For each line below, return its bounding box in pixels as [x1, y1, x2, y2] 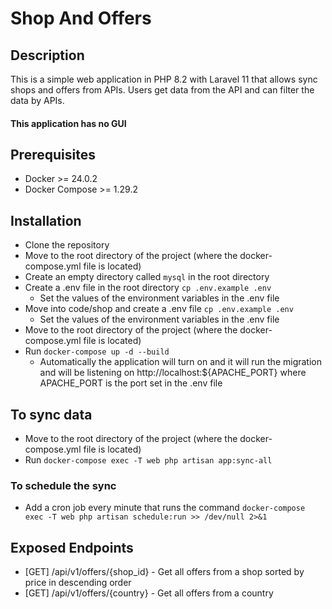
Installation [10, 212, 82, 229]
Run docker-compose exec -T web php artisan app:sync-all [24, 454, 273, 466]
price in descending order [24, 577, 132, 589]
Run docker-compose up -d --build [24, 345, 170, 357]
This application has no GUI [10, 117, 127, 129]
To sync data [10, 406, 93, 423]
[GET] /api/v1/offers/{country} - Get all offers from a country [24, 587, 274, 599]
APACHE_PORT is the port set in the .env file [39, 377, 223, 389]
